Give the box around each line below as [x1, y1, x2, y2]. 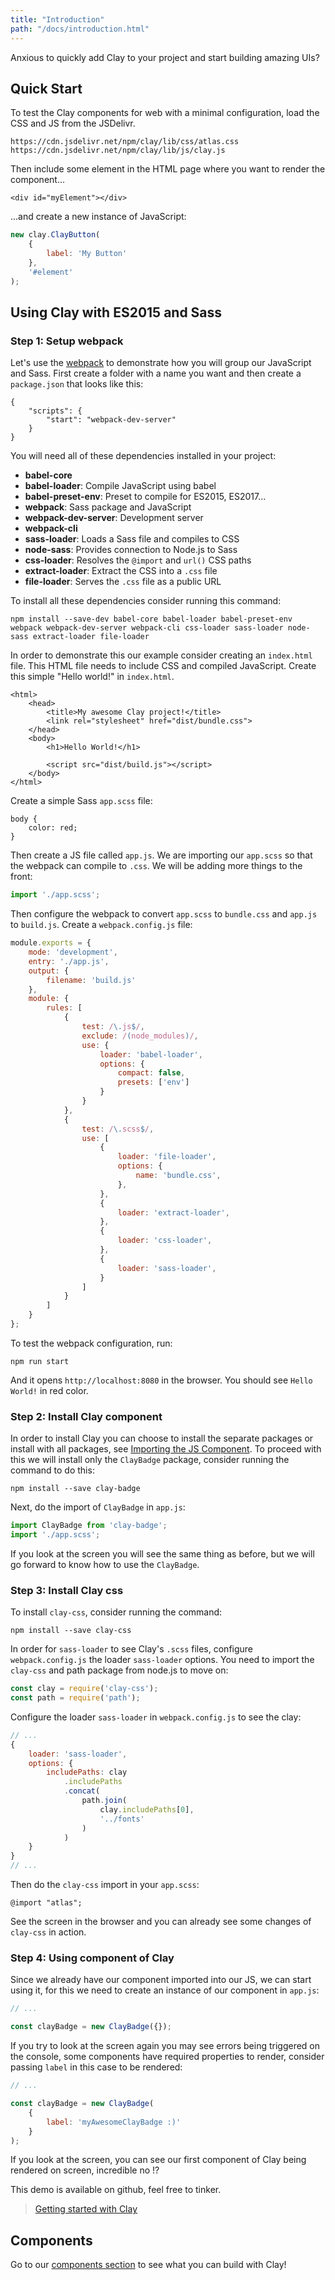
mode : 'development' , [28, 947, 118, 957]
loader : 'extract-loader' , [117, 1207, 230, 1218]
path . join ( [81, 1796, 128, 1806]
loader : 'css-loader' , [117, 1236, 213, 1246]
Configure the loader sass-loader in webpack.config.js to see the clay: [10, 1711, 302, 1723]
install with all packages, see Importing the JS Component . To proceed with [10, 1443, 322, 1455]
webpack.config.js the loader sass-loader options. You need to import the [10, 1654, 315, 1666]
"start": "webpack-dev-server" [46, 415, 177, 425]
